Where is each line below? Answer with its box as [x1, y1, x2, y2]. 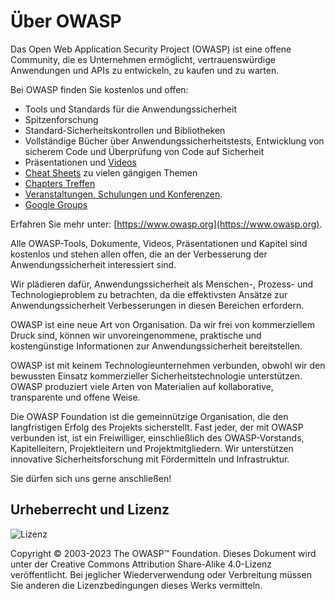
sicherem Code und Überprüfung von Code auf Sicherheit [24, 145, 265, 157]
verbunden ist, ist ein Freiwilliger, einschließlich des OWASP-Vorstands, [10, 431, 305, 444]
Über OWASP [10, 10, 122, 33]
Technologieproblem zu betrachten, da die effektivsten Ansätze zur [10, 288, 288, 300]
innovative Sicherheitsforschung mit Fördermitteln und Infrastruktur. [10, 453, 290, 465]
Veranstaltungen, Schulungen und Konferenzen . [24, 188, 223, 200]
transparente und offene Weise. [10, 391, 141, 403]
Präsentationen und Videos [24, 156, 137, 168]
